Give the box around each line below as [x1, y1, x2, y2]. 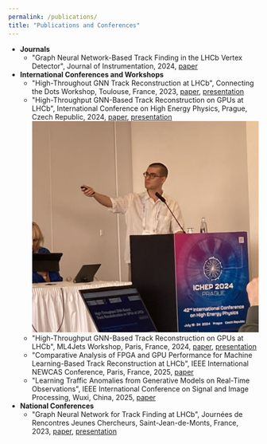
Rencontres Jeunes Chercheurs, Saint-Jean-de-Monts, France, [31, 418, 239, 427]
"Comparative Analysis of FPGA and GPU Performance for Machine [31, 350, 253, 360]
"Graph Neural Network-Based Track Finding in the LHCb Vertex [31, 53, 242, 62]
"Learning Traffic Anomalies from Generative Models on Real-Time [31, 375, 250, 385]
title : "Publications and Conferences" [8, 21, 141, 29]
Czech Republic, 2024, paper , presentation [31, 112, 172, 121]
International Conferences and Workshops [19, 69, 164, 79]
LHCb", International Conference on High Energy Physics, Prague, [31, 104, 248, 113]
